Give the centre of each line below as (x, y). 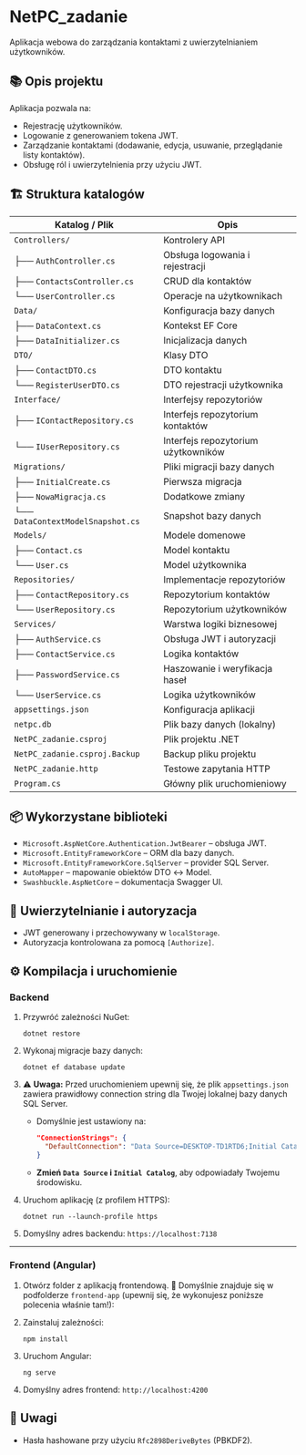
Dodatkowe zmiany (204, 496)
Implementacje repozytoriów (224, 579)
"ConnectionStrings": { (82, 1138)
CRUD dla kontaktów (208, 281)
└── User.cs (41, 564)
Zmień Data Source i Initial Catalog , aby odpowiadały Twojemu (158, 1172)
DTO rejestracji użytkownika (224, 385)
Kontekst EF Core (201, 325)
